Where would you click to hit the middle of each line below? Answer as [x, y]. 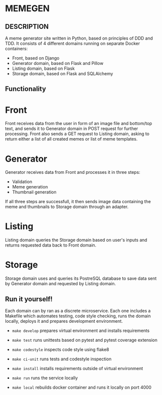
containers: [16, 49]
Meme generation [30, 187]
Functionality [26, 89]
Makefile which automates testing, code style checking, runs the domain [78, 316]
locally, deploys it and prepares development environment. [64, 321]
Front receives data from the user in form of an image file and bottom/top [79, 124]
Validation [22, 182]
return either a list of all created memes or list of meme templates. [71, 139]
